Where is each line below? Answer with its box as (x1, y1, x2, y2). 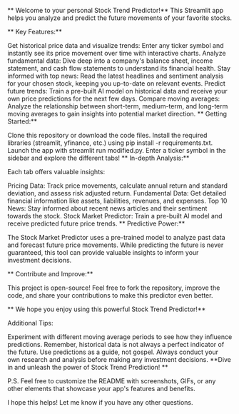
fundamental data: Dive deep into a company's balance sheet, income (7, 56, 213, 65)
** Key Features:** (7, 28, 62, 36)
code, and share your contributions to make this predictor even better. (7, 291, 213, 299)
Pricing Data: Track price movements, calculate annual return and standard (7, 181, 228, 190)
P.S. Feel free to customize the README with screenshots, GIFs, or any (7, 377, 216, 385)
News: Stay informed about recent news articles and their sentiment (7, 204, 208, 213)
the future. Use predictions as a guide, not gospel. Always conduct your (7, 348, 219, 356)
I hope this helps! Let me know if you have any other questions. (7, 398, 193, 406)
